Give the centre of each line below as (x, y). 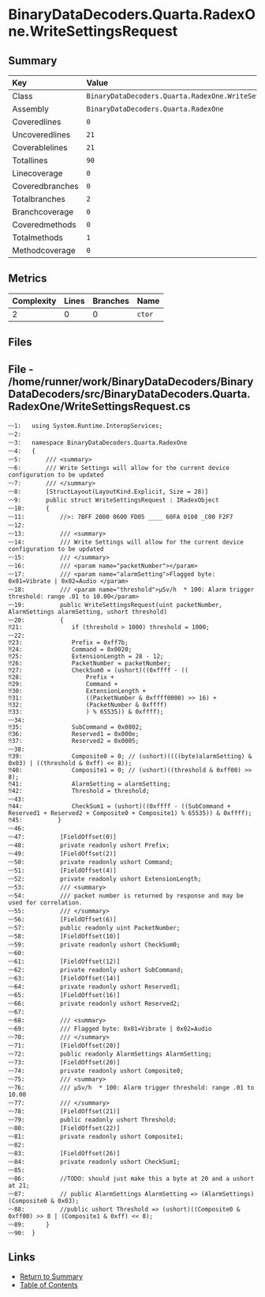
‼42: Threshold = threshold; (79, 791)
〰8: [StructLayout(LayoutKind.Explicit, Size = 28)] (108, 492)
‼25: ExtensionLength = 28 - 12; (86, 657)
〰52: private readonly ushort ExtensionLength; (105, 879)
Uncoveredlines (41, 135)
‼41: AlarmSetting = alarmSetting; (90, 784)
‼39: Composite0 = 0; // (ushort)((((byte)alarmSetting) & (130, 757)
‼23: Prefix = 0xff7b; (68, 643)
